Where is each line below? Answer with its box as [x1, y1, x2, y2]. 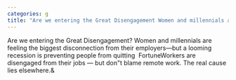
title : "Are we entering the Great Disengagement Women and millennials [7, 17, 225, 24]
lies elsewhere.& [7, 66, 55, 74]
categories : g [7, 10, 49, 18]
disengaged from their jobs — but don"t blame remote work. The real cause [7, 58, 227, 67]
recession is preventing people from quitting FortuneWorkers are [7, 51, 197, 60]
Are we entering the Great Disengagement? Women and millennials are [7, 36, 212, 44]
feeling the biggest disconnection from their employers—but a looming [7, 44, 212, 52]
